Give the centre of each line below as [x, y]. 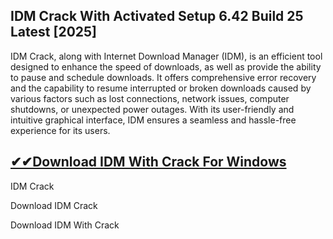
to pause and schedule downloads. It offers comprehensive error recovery [163, 77]
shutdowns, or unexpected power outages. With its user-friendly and [152, 109]
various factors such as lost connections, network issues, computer [150, 98]
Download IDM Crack [54, 205]
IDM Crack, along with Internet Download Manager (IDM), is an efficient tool [166, 56]
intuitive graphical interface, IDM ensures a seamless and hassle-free [153, 120]
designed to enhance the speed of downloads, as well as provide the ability [166, 66]
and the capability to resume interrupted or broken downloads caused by [161, 88]
